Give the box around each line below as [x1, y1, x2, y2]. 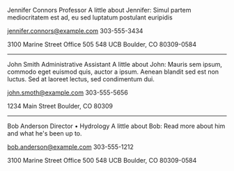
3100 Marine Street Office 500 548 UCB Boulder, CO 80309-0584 [7, 156, 197, 164]
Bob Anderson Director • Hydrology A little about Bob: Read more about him [7, 122, 226, 130]
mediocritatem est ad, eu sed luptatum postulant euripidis [7, 13, 173, 22]
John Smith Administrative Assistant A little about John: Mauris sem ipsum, [7, 60, 223, 68]
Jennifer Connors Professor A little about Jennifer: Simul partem [7, 6, 192, 14]
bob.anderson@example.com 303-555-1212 [7, 142, 134, 151]
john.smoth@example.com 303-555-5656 [7, 88, 129, 97]
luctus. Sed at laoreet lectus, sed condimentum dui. [7, 75, 155, 83]
